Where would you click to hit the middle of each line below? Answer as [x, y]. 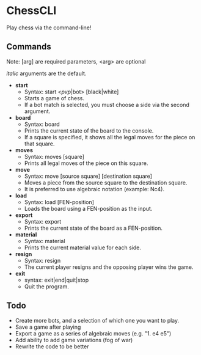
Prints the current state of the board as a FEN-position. [93, 228]
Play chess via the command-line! [49, 27]
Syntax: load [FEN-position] [59, 202]
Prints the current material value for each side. [83, 247]
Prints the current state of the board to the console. [89, 130]
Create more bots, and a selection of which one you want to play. [97, 320]
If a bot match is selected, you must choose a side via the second [107, 104]
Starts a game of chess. [54, 98]
